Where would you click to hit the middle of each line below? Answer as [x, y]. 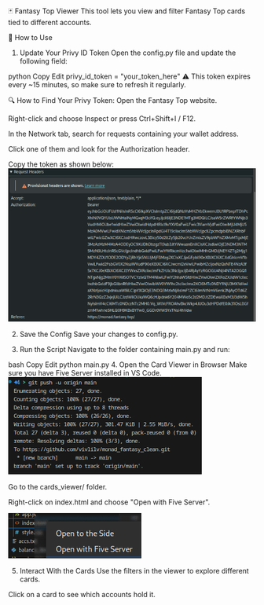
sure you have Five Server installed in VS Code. [85, 372]
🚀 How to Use [30, 37]
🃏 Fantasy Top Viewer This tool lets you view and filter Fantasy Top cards [127, 11]
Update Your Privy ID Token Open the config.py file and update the [128, 53]
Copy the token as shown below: [61, 164]
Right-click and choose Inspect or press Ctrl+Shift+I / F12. [102, 119]
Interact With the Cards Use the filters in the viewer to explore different [134, 570]
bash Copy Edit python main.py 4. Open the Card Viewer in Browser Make [128, 365]
